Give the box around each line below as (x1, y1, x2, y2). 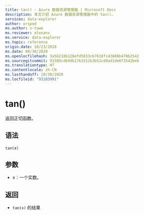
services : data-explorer (5, 16, 57, 21)
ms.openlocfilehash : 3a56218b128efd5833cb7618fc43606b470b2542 (5, 53, 140, 59)
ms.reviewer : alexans (5, 30, 50, 35)
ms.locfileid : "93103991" (5, 77, 59, 82)
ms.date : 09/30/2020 (5, 49, 48, 54)
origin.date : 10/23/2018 (5, 44, 57, 49)
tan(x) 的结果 (12, 205, 41, 211)
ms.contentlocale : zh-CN (5, 68, 57, 73)
